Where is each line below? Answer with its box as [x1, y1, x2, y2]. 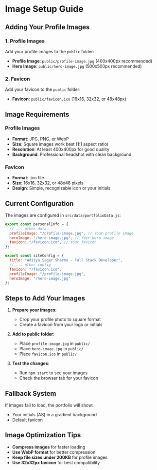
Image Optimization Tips [5, 431, 81, 439]
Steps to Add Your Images [5, 294, 86, 302]
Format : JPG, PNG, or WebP [12, 136, 69, 142]
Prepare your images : [12, 307, 57, 313]
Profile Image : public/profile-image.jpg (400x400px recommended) [12, 58, 153, 64]
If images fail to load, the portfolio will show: [5, 402, 93, 408]
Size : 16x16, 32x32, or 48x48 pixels [12, 180, 84, 186]
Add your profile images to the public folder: [5, 48, 95, 54]
